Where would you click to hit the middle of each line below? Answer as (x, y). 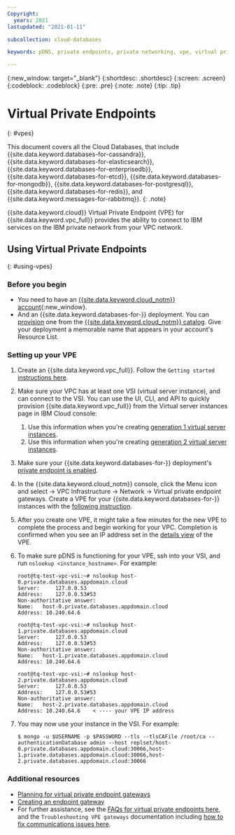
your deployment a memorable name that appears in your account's (115, 329)
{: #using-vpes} (30, 266)
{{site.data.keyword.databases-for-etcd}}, (68, 177)
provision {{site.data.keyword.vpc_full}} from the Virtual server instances (122, 406)
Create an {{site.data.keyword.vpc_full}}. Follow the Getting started (116, 370)
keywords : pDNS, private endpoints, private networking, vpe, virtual (112, 52)
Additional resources (44, 779)
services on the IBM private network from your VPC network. (95, 228)
